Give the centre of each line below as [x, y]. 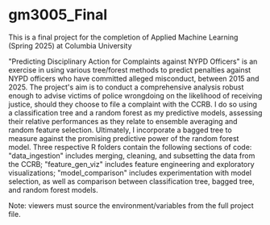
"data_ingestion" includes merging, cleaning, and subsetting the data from [132, 156]
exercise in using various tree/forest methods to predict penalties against [130, 69]
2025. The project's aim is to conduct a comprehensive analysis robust [126, 87]
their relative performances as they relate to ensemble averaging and [123, 121]
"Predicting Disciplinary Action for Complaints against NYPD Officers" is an [133, 61]
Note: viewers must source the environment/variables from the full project [131, 205]
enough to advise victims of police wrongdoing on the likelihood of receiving [135, 95]
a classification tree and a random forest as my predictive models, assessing [135, 112]
